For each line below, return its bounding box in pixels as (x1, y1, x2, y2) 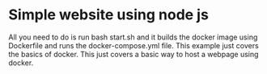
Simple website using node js (8, 6, 209, 24)
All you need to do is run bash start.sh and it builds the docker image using (8, 32, 258, 42)
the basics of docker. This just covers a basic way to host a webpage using (8, 49, 259, 59)
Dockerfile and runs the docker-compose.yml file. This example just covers (8, 40, 259, 50)
